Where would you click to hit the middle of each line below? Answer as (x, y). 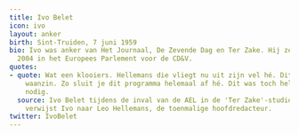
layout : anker (36, 34)
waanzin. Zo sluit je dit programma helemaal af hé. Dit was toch (151, 83)
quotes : (24, 67)
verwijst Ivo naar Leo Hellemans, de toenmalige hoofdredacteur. (149, 108)
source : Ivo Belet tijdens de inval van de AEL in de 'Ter (129, 100)
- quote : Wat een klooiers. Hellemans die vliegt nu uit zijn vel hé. (143, 75)
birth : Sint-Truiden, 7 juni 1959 (73, 42)
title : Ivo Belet (41, 17)
